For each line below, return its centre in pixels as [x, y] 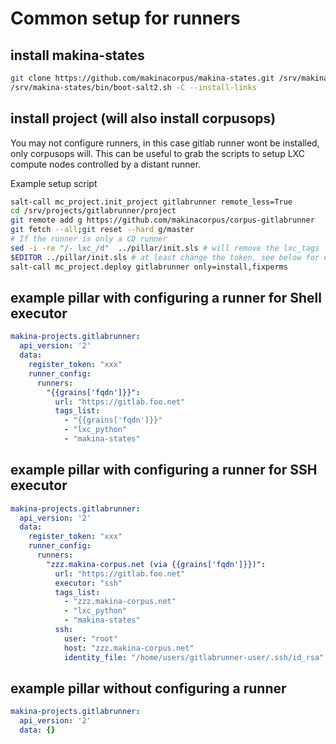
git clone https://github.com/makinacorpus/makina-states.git [142, 78]
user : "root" [90, 638]
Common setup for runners [125, 18]
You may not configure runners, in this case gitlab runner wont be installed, [165, 143]
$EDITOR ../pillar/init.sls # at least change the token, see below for [165, 257]
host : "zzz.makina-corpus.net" [129, 648]
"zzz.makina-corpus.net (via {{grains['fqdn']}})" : [156, 564]
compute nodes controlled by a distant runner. [106, 164]
